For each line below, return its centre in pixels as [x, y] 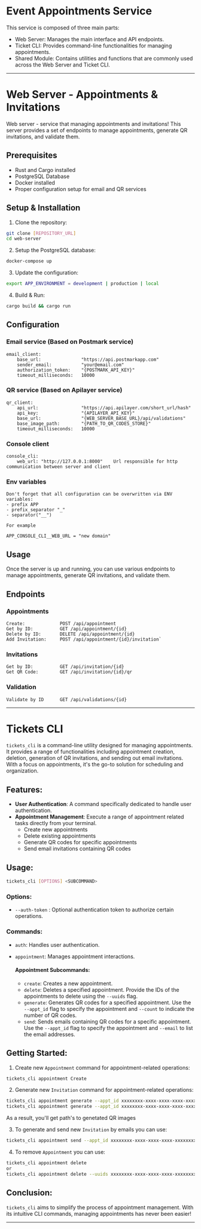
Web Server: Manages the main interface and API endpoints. [89, 39]
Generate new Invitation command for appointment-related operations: [104, 1090]
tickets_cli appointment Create [46, 1079]
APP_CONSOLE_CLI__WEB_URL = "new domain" [59, 536]
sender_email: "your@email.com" [71, 365]
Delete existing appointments [60, 836]
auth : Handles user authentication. [57, 944]
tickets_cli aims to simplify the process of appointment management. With [100, 1207]
